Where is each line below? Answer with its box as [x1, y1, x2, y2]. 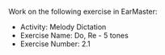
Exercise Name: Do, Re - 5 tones [19, 31, 129, 40]
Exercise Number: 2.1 [19, 39, 91, 49]
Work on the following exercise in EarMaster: [8, 7, 158, 16]
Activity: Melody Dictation [19, 22, 107, 31]
